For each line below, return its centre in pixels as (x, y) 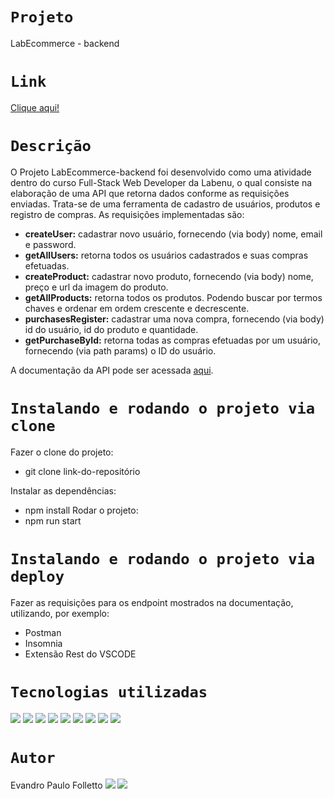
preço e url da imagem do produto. (96, 287)
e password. (50, 244)
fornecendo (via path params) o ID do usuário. (120, 350)
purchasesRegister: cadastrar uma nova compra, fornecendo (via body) (174, 319)
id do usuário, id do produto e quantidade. (111, 329)
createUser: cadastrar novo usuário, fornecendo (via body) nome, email (173, 234)
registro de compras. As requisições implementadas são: (127, 214)
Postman (43, 632)
